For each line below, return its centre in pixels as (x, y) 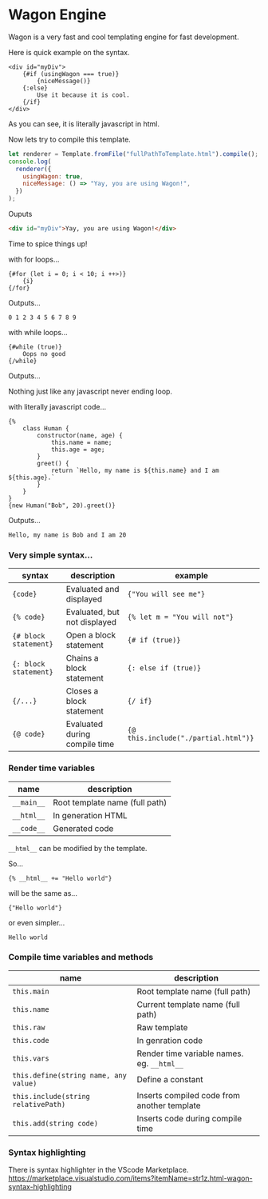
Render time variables (52, 768)
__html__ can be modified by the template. (78, 848)
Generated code (83, 828)
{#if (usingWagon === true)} (71, 74)
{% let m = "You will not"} (180, 617)
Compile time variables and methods (81, 957)
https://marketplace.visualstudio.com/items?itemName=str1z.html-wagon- (130, 1178)
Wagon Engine (57, 15)
